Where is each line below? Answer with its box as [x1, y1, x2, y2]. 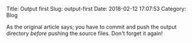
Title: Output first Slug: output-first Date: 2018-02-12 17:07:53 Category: [6, 5, 187, 12]
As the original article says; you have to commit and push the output [6, 24, 177, 30]
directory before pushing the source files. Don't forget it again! [6, 30, 163, 37]
